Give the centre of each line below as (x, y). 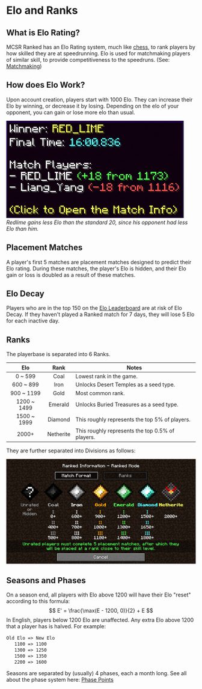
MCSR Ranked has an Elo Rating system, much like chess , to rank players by (101, 47)
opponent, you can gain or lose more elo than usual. (71, 112)
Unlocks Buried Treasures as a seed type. (127, 405)
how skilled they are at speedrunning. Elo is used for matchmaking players (98, 53)
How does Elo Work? (46, 85)
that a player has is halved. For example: (56, 627)
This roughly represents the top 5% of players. (133, 419)
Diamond (59, 419)
